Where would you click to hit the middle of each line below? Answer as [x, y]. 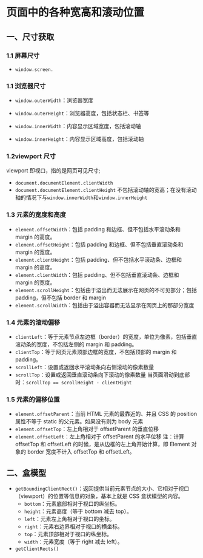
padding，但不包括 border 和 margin [60, 298]
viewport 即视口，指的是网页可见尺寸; [53, 171]
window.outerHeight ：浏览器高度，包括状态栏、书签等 [82, 114]
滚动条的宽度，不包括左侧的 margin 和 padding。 [76, 344]
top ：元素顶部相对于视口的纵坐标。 [68, 534]
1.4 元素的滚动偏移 [33, 322]
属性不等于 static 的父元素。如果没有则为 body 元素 [79, 421]
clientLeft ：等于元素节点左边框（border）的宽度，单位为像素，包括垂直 [106, 337]
